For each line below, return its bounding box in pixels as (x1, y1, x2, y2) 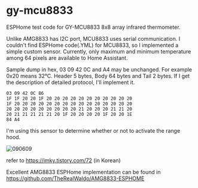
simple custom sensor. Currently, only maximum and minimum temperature (6, 47, 191, 55)
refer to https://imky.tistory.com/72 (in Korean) (6, 157, 121, 164)
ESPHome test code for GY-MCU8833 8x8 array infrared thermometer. (6, 23, 181, 31)
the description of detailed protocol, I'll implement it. (6, 79, 135, 86)
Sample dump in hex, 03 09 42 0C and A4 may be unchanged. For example (6, 65, 193, 73)
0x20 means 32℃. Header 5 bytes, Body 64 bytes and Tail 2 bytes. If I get (6, 72, 190, 79)
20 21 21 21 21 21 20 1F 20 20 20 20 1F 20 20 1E (6, 111, 133, 117)
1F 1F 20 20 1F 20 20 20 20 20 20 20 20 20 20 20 (6, 96, 133, 102)
